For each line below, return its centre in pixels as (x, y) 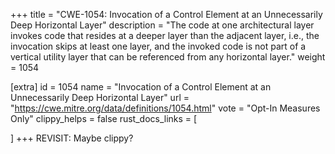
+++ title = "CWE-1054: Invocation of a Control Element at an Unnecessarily (166, 14)
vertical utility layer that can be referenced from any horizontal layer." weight (168, 57)
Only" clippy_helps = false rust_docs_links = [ (104, 118)
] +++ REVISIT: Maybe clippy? (72, 138)
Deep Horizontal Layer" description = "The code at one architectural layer (162, 25)
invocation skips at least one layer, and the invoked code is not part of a (158, 46)
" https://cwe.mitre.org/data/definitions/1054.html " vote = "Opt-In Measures (165, 108)
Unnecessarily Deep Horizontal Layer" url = (100, 97)
